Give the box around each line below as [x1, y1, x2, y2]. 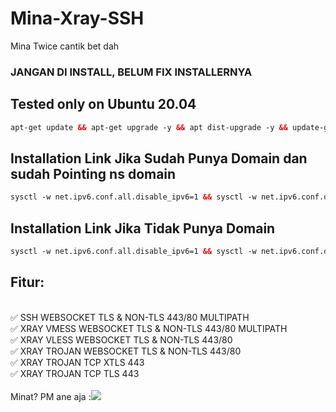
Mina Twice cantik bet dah [10, 40, 120, 52]
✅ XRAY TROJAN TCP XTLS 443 [10, 356, 145, 368]
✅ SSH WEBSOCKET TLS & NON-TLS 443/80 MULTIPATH [10, 311, 250, 323]
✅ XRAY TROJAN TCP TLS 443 [10, 367, 140, 379]
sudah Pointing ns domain [10, 165, 177, 182]
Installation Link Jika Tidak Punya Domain [10, 220, 276, 237]
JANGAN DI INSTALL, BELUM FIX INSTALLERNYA [10, 65, 253, 79]
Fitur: [10, 274, 45, 291]
